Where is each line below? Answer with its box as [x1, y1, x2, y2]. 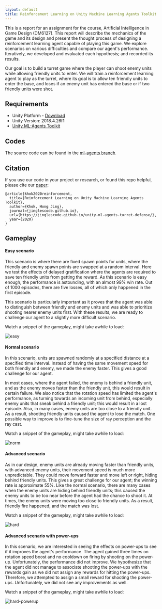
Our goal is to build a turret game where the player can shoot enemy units [5, 65, 152, 71]
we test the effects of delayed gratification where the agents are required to [5, 269, 156, 274]
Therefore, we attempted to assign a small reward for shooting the [5, 575, 137, 580]
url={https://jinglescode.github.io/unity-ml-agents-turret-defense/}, [9, 212, 157, 217]
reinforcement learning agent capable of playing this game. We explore [5, 40, 147, 46]
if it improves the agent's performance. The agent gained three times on [5, 549, 149, 555]
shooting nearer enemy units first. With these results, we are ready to [5, 309, 143, 315]
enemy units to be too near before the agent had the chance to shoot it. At [5, 493, 153, 498]
